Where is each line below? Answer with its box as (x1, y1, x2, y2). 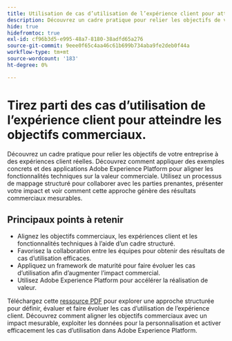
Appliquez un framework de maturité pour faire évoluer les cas (17, 261, 195, 270)
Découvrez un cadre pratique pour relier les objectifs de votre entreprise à (7, 149, 219, 158)
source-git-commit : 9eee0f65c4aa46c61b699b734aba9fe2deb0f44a (7, 42, 190, 49)
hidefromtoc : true (7, 29, 60, 37)
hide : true (7, 23, 39, 30)
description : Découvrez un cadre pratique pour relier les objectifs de (7, 17, 221, 24)
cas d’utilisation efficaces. (17, 254, 92, 263)
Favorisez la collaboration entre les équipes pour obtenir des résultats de (17, 247, 226, 255)
